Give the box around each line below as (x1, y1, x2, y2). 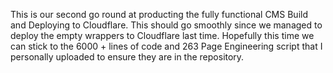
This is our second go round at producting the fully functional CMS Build (10, 9, 308, 20)
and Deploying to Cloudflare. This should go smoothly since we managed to (10, 19, 323, 31)
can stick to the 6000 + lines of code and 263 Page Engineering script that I (10, 40, 323, 52)
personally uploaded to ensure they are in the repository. (10, 51, 245, 63)
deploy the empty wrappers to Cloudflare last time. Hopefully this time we (10, 30, 315, 41)
